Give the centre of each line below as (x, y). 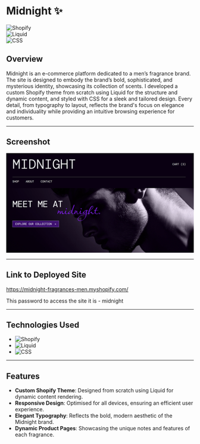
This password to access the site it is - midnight (65, 301)
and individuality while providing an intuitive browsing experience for (90, 111)
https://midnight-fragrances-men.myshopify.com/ (68, 289)
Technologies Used (43, 325)
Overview (25, 59)
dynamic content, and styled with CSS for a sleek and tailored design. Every (99, 99)
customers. (20, 118)
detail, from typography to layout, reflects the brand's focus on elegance (95, 105)
